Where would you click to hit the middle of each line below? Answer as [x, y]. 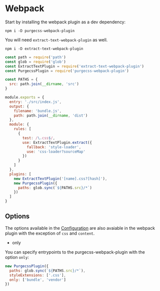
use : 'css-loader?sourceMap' [56, 152]
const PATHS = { [21, 80]
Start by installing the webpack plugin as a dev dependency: [65, 22]
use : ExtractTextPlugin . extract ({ [57, 142]
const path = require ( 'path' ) [36, 57]
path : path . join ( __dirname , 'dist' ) [51, 115]
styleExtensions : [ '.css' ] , [38, 275]
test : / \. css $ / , [39, 138]
